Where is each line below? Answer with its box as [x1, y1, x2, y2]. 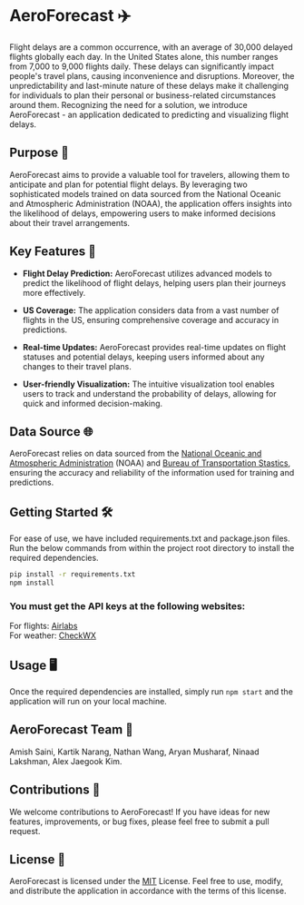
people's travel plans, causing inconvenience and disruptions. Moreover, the [9, 70, 295, 81]
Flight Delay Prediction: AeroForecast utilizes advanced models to [22, 268, 272, 279]
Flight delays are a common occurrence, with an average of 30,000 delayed [9, 41, 293, 53]
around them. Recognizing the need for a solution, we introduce [9, 99, 248, 110]
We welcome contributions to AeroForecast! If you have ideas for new [9, 806, 270, 817]
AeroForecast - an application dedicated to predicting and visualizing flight [9, 109, 289, 120]
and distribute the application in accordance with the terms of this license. [9, 885, 287, 897]
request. [9, 825, 41, 836]
